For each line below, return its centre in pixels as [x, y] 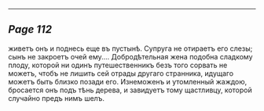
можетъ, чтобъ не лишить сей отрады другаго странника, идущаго [121, 73]
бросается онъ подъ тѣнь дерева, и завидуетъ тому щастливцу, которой [130, 90]
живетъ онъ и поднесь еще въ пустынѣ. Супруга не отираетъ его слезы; [130, 48]
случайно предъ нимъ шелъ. [56, 98]
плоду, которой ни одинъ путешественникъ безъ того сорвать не [118, 65]
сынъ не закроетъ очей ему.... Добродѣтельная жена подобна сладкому [130, 56]
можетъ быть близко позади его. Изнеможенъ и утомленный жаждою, [128, 81]
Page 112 [30, 29]
